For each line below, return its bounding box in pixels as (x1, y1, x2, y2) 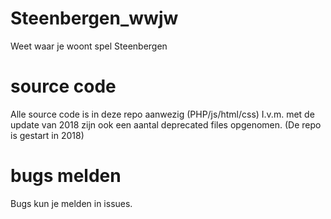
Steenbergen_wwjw (10, 7, 179, 30)
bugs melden (10, 165, 122, 187)
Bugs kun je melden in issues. (10, 197, 133, 209)
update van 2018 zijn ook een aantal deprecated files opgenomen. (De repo (10, 118, 322, 131)
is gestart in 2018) (10, 129, 85, 141)
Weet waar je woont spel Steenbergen (10, 40, 168, 52)
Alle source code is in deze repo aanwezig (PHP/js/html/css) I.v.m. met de (10, 108, 315, 120)
